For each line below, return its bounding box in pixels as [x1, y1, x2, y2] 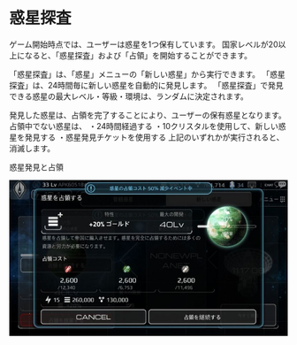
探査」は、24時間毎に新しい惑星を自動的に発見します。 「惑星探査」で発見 [9, 80, 284, 90]
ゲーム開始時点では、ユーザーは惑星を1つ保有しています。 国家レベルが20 [9, 39, 278, 50]
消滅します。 [9, 142, 56, 153]
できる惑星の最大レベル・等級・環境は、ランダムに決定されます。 [9, 90, 249, 102]
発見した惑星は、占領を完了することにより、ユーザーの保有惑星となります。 [9, 110, 287, 120]
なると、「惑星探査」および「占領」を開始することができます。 [24, 50, 253, 60]
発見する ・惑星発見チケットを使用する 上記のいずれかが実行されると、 [24, 132, 285, 142]
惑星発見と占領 [9, 161, 64, 172]
